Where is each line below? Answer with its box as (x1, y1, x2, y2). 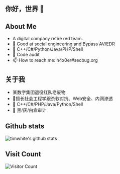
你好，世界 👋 (5, 5, 44, 14)
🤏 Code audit (12, 52, 40, 58)
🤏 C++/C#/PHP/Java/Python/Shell (12, 101, 83, 107)
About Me (5, 22, 37, 31)
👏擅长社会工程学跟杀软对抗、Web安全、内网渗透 (12, 96, 113, 102)
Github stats (5, 122, 45, 131)
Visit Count (5, 150, 41, 158)
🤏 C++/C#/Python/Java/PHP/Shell (12, 46, 83, 52)
